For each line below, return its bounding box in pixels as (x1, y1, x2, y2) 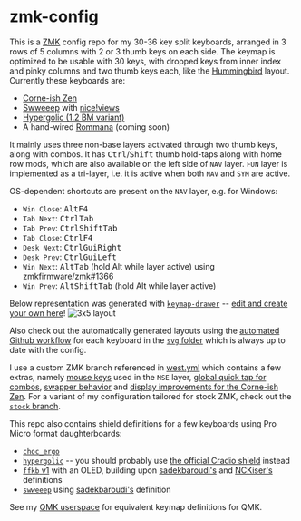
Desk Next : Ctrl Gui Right (22, 241, 122, 252)
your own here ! (9, 307, 66, 319)
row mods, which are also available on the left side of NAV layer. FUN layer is (9, 158, 288, 169)
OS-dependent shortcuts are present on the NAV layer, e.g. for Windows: (9, 185, 278, 196)
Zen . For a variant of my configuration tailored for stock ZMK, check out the (9, 390, 292, 401)
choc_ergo (22, 447, 61, 456)
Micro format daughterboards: (9, 428, 122, 438)
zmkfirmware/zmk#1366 (22, 270, 114, 281)
